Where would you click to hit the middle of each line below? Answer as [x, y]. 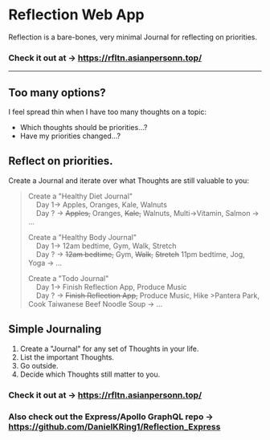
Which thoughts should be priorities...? [84, 128]
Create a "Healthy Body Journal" [82, 237]
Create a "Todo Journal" [68, 278]
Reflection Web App [76, 15]
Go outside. [39, 365]
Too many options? [57, 93]
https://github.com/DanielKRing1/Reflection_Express [115, 426]
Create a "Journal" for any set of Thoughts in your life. [109, 348]
